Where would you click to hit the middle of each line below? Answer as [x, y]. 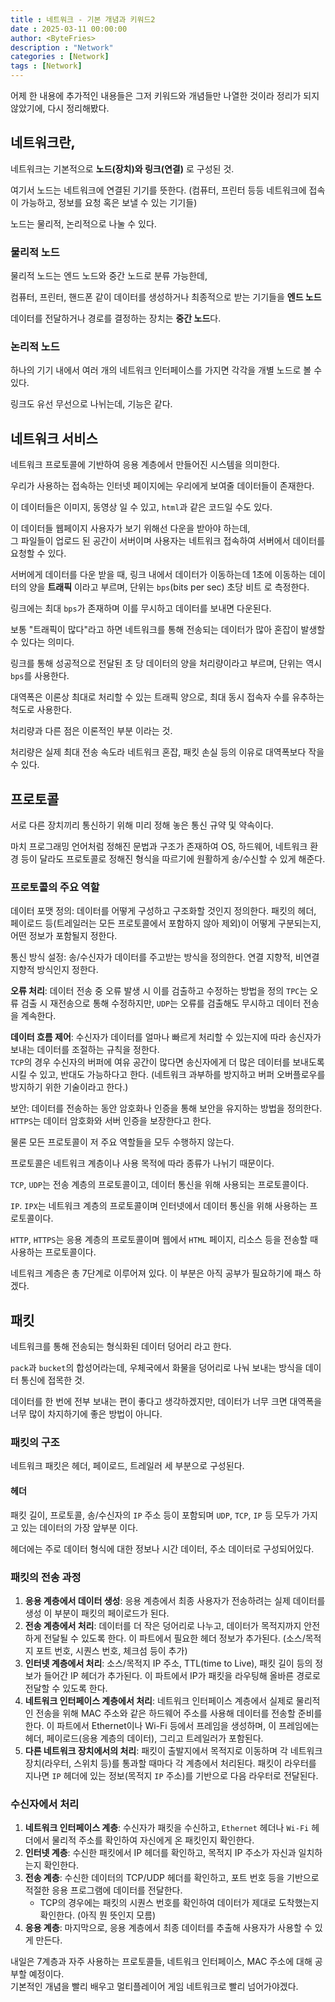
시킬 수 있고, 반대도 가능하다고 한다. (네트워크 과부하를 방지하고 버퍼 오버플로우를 [168, 1075]
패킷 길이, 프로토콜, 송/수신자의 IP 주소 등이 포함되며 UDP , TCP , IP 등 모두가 [155, 1515]
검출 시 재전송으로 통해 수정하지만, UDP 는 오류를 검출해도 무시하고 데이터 [161, 1003]
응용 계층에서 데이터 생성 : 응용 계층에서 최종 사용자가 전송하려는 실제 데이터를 [175, 1600]
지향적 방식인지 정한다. [54, 970]
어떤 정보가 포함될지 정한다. [64, 936]
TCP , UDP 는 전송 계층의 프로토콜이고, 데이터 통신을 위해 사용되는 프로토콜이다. [159, 1185]
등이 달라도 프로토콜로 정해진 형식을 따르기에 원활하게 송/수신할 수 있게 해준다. [173, 859]
